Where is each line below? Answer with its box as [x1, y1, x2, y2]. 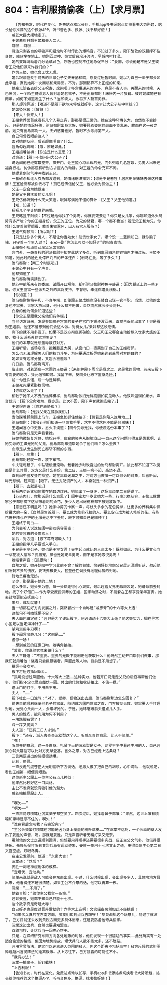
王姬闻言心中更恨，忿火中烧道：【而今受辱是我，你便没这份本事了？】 [11, 425, 133, 430]
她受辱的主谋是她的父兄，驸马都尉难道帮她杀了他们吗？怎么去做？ [5, 441, 121, 446]
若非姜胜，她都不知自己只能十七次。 [11, 896, 75, 901]
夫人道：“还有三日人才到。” [11, 727, 59, 733]
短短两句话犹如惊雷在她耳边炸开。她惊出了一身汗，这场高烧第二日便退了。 [11, 489, 142, 494]
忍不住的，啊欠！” [23, 816, 56, 821]
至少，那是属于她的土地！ [11, 579, 57, 584]
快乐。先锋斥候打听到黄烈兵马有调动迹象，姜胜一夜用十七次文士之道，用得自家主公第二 [5, 843, 158, 848]
